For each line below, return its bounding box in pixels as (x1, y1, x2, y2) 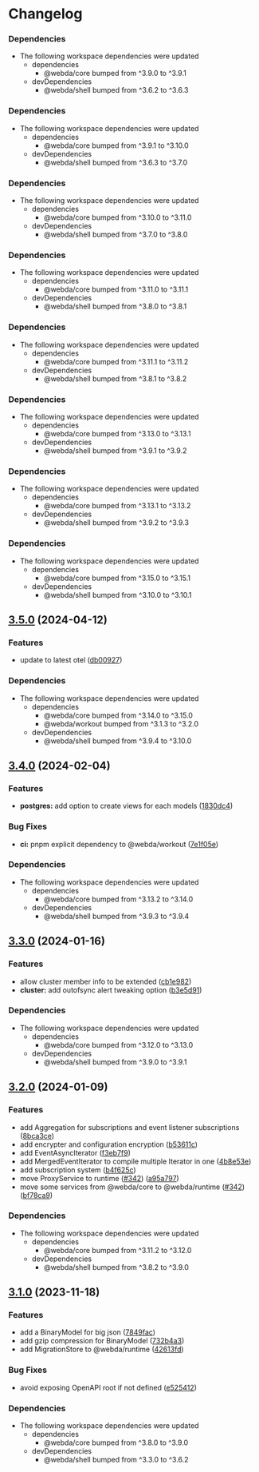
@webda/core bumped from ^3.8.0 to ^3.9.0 (43, 1438, 189, 1447)
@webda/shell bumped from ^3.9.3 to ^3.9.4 (43, 911, 190, 921)
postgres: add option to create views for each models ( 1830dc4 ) (19, 801, 233, 811)
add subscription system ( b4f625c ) (19, 1164, 137, 1175)
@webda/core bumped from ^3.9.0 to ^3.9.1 (43, 69, 187, 78)
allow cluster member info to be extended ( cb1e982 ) (19, 977, 192, 986)
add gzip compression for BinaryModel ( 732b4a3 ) (19, 1336, 185, 1346)
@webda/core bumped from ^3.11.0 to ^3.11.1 (43, 284, 189, 294)
